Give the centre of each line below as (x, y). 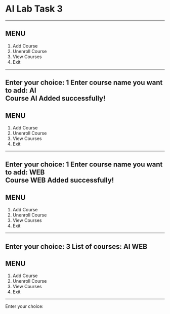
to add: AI (21, 91)
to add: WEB (25, 172)
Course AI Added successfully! (55, 98)
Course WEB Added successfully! (60, 180)
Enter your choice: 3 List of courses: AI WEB (76, 246)
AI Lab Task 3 (34, 9)
